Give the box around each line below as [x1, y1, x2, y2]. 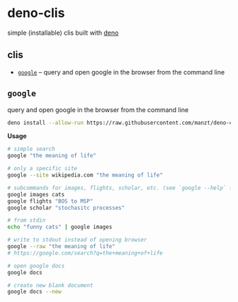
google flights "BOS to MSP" [7, 197, 93, 205]
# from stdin [7, 217, 46, 224]
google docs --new [7, 289, 62, 296]
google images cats [7, 191, 65, 198]
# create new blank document [7, 281, 93, 289]
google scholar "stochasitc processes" [7, 204, 125, 211]
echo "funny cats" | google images [7, 223, 113, 231]
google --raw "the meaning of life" [7, 243, 115, 250]
